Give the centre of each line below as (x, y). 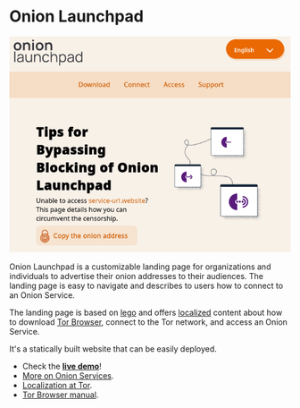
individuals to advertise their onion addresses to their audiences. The (136, 276)
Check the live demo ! (62, 366)
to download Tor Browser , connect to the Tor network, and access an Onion (149, 322)
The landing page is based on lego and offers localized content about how (146, 313)
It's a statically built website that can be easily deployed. (113, 349)
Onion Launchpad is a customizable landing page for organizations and (140, 267)
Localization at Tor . (57, 386)
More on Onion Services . (68, 376)
